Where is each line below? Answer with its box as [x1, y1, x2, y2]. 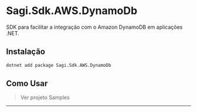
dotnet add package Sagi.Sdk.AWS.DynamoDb [6, 62, 111, 68]
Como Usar [6, 79, 48, 89]
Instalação [6, 47, 46, 57]
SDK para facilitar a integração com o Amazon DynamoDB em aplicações [6, 23, 183, 30]
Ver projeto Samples [20, 94, 70, 101]
